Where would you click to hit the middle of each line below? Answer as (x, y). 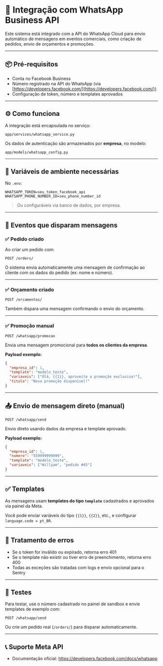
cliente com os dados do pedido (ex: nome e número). (59, 273)
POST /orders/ (19, 259)
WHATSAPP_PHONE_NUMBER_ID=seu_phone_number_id (53, 196)
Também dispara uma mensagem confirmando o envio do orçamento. (75, 309)
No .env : (14, 183)
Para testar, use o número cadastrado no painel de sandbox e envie (73, 604)
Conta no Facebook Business (41, 78)
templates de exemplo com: (33, 609)
